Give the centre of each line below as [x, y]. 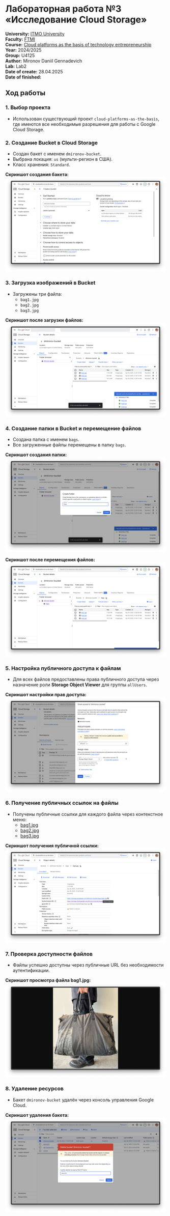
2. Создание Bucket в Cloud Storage [52, 143]
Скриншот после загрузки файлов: [45, 320]
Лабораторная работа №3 [63, 9]
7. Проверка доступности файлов [49, 954]
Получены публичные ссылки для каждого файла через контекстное [88, 814]
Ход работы [25, 93]
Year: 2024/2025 [23, 50]
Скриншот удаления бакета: [37, 1115]
